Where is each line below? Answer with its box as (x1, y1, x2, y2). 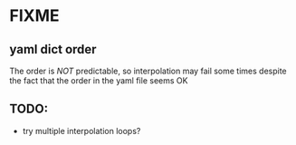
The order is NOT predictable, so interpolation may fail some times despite (9, 65, 287, 76)
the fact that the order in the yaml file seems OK (9, 75, 188, 86)
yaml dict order (9, 42, 97, 57)
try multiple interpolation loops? (22, 125, 141, 136)
